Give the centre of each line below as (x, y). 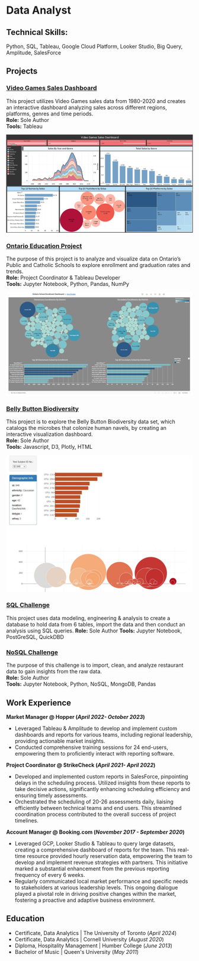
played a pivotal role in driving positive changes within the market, (95, 893)
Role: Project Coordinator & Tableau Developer (63, 278)
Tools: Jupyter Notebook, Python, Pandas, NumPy (68, 284)
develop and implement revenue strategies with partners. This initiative (101, 862)
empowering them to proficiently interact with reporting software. (94, 753)
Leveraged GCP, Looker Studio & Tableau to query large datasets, (95, 843)
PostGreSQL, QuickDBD (35, 637)
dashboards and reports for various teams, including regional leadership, (104, 734)
